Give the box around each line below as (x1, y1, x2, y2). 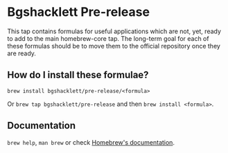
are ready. (7, 49, 37, 57)
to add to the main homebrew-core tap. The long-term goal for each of (7, 34, 209, 42)
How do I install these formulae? (7, 69, 149, 81)
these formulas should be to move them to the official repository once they (7, 42, 220, 50)
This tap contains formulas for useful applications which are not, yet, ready (7, 27, 222, 35)
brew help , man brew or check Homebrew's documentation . (7, 138, 175, 146)
